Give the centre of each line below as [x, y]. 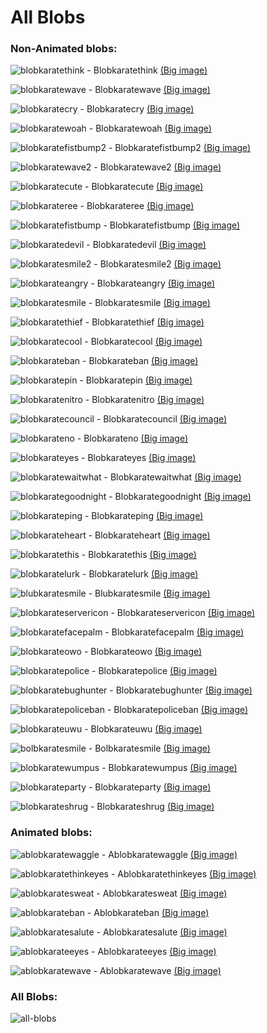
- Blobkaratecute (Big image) [144, 187]
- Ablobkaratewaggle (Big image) [169, 854]
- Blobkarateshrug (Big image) [152, 807]
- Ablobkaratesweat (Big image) [162, 893]
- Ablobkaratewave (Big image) [157, 970]
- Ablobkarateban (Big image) [148, 912]
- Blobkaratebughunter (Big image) [181, 690]
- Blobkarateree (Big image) [137, 206]
